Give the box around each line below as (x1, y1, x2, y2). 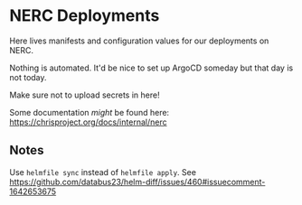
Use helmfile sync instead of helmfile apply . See (9, 166, 197, 177)
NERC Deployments (9, 5, 160, 26)
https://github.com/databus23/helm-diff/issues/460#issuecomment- (9, 176, 266, 187)
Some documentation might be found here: (9, 107, 170, 117)
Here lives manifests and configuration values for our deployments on (9, 35, 269, 46)
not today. (9, 71, 47, 82)
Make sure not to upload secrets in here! (9, 89, 160, 100)
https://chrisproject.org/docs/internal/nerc (9, 116, 167, 127)
